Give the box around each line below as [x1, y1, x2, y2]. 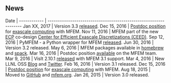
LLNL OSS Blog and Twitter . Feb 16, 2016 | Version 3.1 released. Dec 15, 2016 [5, 61, 166, 67]
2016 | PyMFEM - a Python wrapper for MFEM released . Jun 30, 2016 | [5, 39, 154, 45]
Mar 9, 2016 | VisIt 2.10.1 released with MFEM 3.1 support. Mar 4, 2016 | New [5, 56, 165, 62]
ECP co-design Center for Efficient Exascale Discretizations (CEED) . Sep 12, [5, 34, 164, 40]
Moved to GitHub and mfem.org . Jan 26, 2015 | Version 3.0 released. [5, 71, 149, 78]
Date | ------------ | [5, 17, 47, 23]
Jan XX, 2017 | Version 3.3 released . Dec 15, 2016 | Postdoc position [22, 23, 166, 29]
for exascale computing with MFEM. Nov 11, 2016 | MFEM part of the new [5, 28, 159, 35]
